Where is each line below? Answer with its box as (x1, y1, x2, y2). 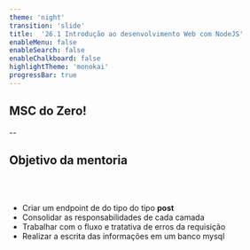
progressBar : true (9, 71, 77, 80)
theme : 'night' (9, 12, 66, 22)
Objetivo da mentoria (9, 152, 129, 168)
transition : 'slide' (9, 21, 86, 30)
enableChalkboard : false (9, 54, 101, 63)
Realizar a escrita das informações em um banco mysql (21, 231, 225, 242)
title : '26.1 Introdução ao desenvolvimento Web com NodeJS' (9, 29, 244, 38)
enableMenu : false (9, 37, 77, 47)
